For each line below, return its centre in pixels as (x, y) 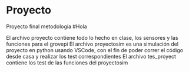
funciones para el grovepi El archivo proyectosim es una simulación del (92, 44)
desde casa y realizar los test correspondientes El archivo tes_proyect (91, 56)
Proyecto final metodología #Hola (47, 26)
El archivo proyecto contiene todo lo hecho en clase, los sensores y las (92, 37)
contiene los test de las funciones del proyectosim (67, 63)
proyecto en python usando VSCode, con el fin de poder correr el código (95, 50)
